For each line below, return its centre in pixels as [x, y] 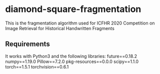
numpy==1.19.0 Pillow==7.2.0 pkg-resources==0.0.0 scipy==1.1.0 [72, 61]
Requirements [27, 44]
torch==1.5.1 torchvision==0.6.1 [37, 66]
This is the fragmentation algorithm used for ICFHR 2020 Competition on [80, 23]
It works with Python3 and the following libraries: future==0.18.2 [71, 56]
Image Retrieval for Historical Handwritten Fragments [60, 28]
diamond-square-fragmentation [73, 9]
